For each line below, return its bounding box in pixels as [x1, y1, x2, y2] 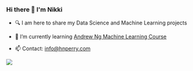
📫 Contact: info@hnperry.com [14, 45, 91, 53]
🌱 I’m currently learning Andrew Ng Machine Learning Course [14, 33, 167, 41]
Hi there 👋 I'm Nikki [6, 5, 63, 14]
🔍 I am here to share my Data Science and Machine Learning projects [14, 19, 187, 26]
